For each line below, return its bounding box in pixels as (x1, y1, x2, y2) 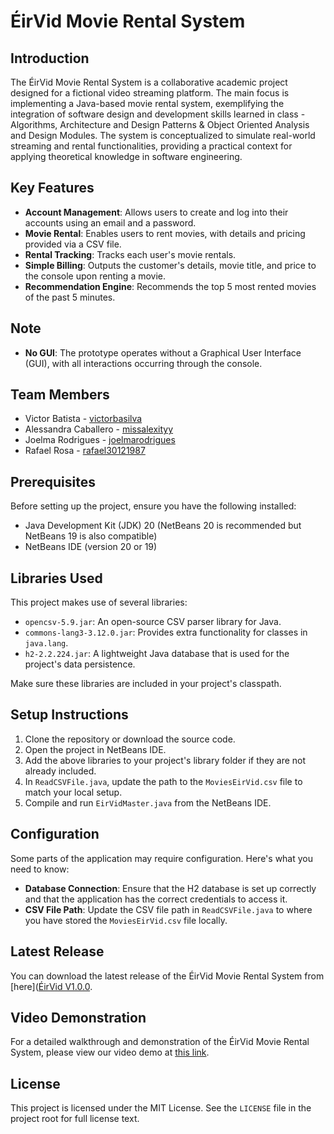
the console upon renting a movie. (24, 270, 167, 282)
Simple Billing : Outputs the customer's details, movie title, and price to (24, 259, 317, 271)
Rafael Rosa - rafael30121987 (24, 445, 146, 457)
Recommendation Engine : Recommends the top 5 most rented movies (24, 280, 317, 292)
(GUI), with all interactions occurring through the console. (24, 357, 263, 369)
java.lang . (24, 637, 69, 649)
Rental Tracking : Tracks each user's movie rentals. (24, 248, 237, 260)
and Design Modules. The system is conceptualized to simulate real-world (10, 130, 316, 141)
